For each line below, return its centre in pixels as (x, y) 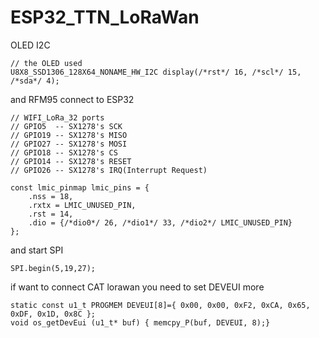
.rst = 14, (51, 214)
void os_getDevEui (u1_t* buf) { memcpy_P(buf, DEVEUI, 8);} (140, 322)
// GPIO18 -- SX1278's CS (64, 152)
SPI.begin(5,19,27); (53, 268)
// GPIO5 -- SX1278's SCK (66, 126)
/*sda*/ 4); (35, 81)
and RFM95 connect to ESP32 (72, 99)
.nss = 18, (51, 196)
